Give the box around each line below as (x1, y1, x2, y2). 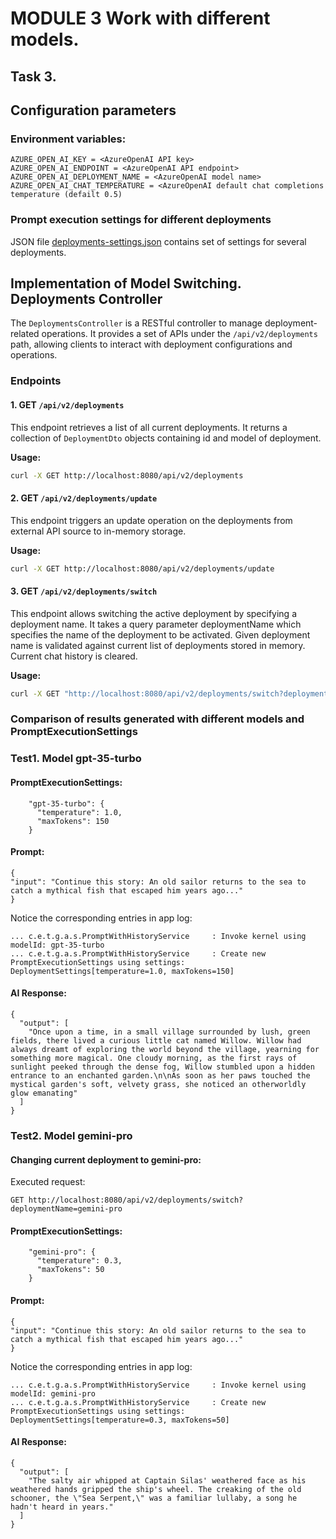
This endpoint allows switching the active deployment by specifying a (10, 607, 297, 619)
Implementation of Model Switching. (10, 275, 242, 292)
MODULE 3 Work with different (10, 7, 271, 30)
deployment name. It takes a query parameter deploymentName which (10, 618, 302, 630)
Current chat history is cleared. (10, 650, 138, 662)
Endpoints (10, 374, 62, 388)
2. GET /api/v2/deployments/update (10, 492, 158, 504)
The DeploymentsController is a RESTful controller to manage (10, 317, 263, 329)
